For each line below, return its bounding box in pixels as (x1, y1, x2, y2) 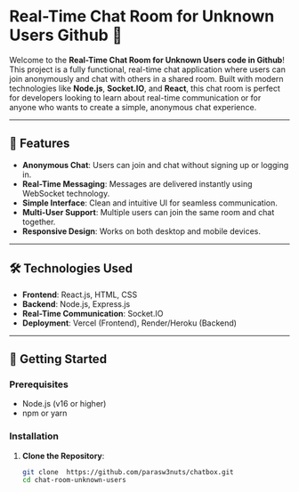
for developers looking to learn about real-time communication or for (9, 92, 262, 103)
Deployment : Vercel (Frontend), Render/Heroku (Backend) (21, 318, 238, 328)
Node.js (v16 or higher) (21, 399, 107, 409)
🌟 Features (9, 136, 70, 151)
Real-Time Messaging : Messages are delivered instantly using (21, 178, 253, 189)
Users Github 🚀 (9, 25, 123, 45)
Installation (9, 430, 60, 442)
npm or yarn (21, 407, 68, 419)
